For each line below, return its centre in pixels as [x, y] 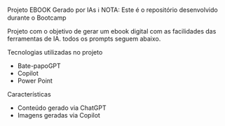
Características [29, 94]
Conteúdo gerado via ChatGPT [62, 108]
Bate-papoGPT [39, 66]
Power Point [35, 80]
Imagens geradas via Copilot [59, 115]
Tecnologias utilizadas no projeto [55, 52]
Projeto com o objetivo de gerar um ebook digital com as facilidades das [112, 31]
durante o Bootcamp [37, 17]
